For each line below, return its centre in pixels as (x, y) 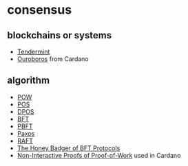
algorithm (29, 81)
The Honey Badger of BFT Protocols (69, 148)
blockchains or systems (60, 35)
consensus (40, 10)
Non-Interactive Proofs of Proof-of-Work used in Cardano (99, 155)
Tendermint (33, 51)
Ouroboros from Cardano (53, 59)
